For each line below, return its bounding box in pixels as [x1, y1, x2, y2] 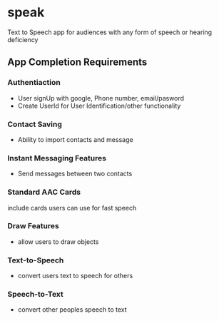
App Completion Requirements [7, 56, 148, 68]
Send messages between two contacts [17, 169, 133, 178]
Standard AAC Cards [7, 187, 81, 197]
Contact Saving [7, 119, 63, 129]
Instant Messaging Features [7, 153, 107, 163]
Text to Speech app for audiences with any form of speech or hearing [7, 28, 213, 36]
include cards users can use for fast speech [7, 203, 137, 212]
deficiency [7, 35, 39, 44]
